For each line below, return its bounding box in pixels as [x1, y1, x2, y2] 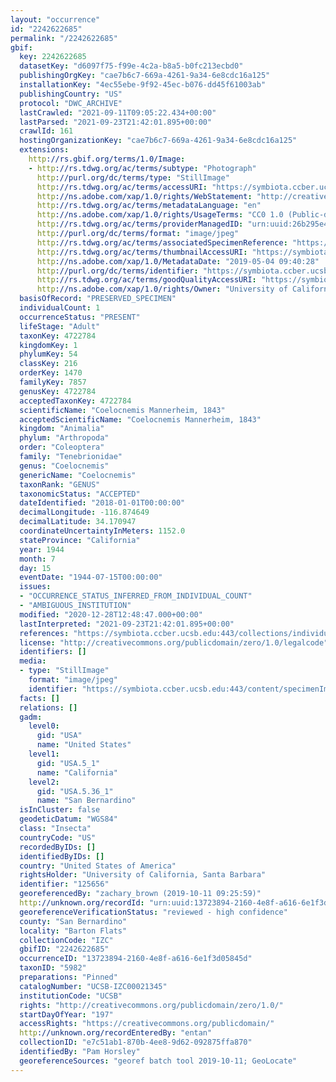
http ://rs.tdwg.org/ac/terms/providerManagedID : [36, 219, 244, 230]
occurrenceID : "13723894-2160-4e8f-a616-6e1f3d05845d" [19, 954, 253, 964]
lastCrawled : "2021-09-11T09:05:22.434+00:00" [19, 107, 217, 118]
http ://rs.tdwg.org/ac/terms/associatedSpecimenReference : [36, 237, 288, 248]
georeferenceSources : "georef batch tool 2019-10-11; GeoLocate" [19, 1056, 298, 1066]
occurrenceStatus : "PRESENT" [19, 312, 141, 322]
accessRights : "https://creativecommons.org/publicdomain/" [19, 1019, 275, 1029]
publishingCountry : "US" [19, 89, 123, 99]
